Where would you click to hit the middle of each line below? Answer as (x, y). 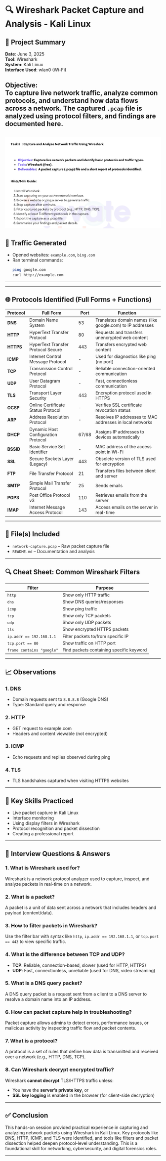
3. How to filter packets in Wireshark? (51, 925)
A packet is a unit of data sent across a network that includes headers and (81, 907)
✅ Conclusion (27, 1116)
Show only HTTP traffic (86, 595)
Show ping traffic (80, 608)
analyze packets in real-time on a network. (49, 884)
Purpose (104, 588)
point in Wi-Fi (109, 452)
